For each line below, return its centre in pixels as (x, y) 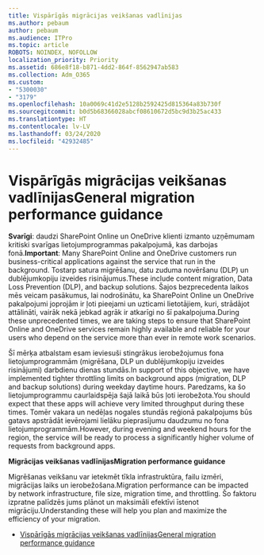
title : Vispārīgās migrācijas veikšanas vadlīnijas (95, 16)
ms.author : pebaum (38, 23)
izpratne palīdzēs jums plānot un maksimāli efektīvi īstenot (104, 503)
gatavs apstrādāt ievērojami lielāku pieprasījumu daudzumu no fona (119, 421)
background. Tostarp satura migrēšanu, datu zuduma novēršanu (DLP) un (128, 270)
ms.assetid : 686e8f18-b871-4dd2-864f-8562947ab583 (94, 68)
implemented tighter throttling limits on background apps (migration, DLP (127, 378)
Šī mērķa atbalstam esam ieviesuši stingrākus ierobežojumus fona (116, 353)
